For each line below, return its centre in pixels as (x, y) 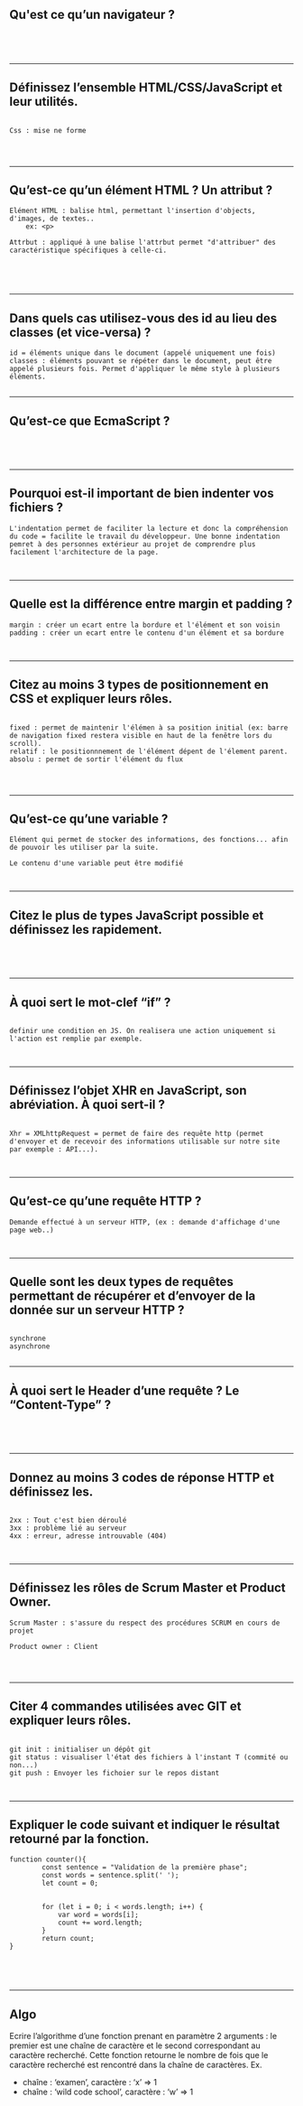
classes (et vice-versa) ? (80, 332)
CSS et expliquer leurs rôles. (91, 699)
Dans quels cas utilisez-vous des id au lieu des (143, 318)
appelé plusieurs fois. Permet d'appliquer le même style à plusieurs (145, 369)
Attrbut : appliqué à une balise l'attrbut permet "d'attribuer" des (143, 243)
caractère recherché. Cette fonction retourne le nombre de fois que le (139, 2055)
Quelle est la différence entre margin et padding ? (151, 604)
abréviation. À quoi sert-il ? (87, 1105)
